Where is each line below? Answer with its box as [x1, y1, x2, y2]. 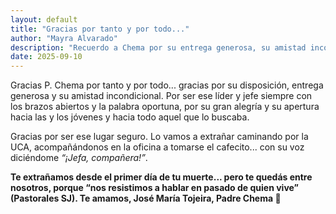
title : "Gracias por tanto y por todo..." [10, 24, 190, 34]
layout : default [10, 14, 78, 25]
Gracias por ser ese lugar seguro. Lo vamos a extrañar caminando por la [10, 131, 309, 143]
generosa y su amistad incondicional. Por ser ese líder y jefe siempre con [10, 90, 313, 102]
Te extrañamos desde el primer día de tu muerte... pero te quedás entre [10, 171, 313, 183]
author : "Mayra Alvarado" [10, 33, 118, 43]
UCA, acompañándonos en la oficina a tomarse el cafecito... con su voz [10, 141, 305, 153]
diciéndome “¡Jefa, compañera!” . [10, 152, 148, 164]
